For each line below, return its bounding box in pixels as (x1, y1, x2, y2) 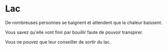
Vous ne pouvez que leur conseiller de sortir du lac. (5, 38, 111, 45)
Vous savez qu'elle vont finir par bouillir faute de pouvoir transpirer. (5, 29, 144, 35)
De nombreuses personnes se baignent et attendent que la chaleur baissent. (5, 19, 163, 25)
